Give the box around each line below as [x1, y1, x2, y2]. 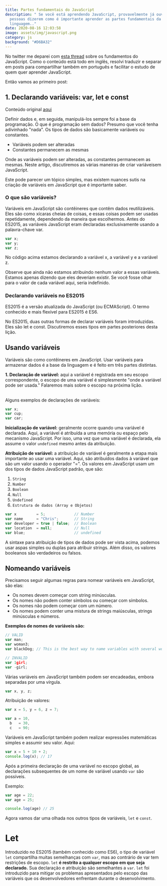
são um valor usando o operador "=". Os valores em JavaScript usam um [5, 461, 155, 467]
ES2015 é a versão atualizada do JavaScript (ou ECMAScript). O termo [5, 304, 150, 310]
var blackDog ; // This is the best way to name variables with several [5, 646, 157, 651]
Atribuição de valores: [5, 698, 51, 704]
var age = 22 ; [5, 793, 35, 798]
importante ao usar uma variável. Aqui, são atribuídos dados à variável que [5, 456, 158, 462]
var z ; [5, 245, 19, 250]
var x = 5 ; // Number [5, 512, 94, 517]
